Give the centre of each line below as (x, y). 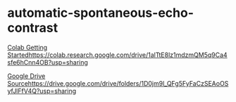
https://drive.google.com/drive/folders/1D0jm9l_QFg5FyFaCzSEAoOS (128, 83)
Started (18, 55)
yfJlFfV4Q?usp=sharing (42, 91)
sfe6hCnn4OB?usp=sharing (48, 62)
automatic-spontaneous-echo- (100, 13)
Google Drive (26, 76)
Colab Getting (27, 47)
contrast (33, 28)
